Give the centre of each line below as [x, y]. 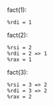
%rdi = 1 [19, 23]
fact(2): [18, 35]
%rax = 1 [19, 59]
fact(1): [17, 10]
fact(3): [18, 72]
